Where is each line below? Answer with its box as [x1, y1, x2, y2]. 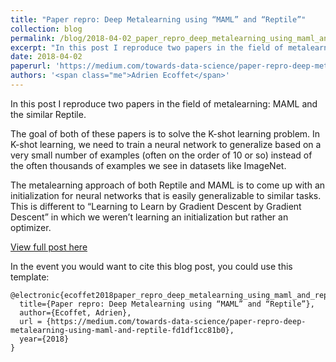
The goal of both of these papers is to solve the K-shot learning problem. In [10, 127, 321, 140]
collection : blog [10, 24, 83, 34]
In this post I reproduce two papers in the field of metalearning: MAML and [10, 97, 318, 110]
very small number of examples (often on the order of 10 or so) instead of [10, 149, 313, 161]
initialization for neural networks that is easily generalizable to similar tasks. [10, 189, 322, 201]
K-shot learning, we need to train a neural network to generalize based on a [10, 138, 322, 150]
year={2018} [19, 334, 70, 344]
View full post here [10, 241, 88, 253]
